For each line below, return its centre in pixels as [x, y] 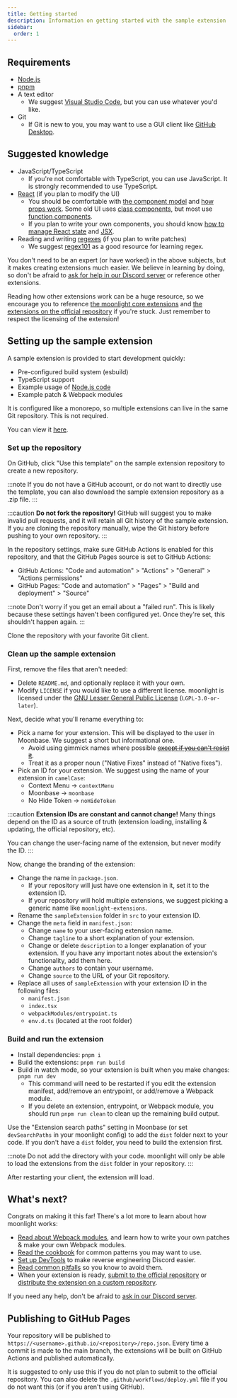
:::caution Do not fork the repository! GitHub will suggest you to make [110, 513]
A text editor [36, 94]
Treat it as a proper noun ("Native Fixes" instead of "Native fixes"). [125, 763]
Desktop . [41, 132]
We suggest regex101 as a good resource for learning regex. [116, 246]
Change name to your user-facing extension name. [100, 930]
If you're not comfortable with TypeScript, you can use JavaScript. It [128, 178]
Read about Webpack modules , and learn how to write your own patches [123, 1237]
